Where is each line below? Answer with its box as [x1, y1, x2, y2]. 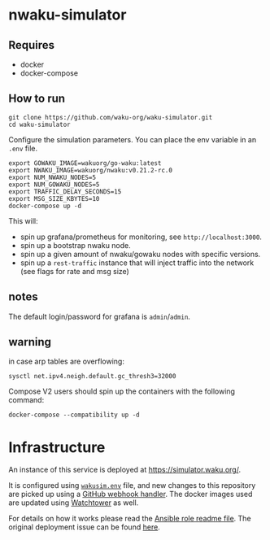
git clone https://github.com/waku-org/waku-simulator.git [8, 113, 213, 121]
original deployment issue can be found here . [8, 522, 160, 532]
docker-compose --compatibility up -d [8, 411, 140, 420]
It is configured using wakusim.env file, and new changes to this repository [8, 481, 256, 490]
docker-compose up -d [8, 202, 82, 210]
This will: [8, 216, 38, 225]
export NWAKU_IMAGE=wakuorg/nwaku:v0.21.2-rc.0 [8, 166, 173, 174]
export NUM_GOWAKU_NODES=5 [8, 181, 100, 189]
